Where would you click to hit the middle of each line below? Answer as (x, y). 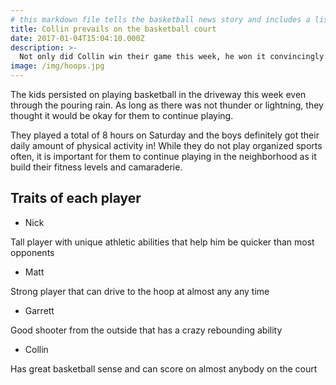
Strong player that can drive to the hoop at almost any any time (140, 291)
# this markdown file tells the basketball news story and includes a (160, 19)
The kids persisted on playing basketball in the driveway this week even (158, 94)
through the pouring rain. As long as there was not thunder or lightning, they (167, 105)
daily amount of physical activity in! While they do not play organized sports (166, 145)
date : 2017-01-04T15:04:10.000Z (77, 38)
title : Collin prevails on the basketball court (113, 29)
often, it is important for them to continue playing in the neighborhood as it (163, 156)
